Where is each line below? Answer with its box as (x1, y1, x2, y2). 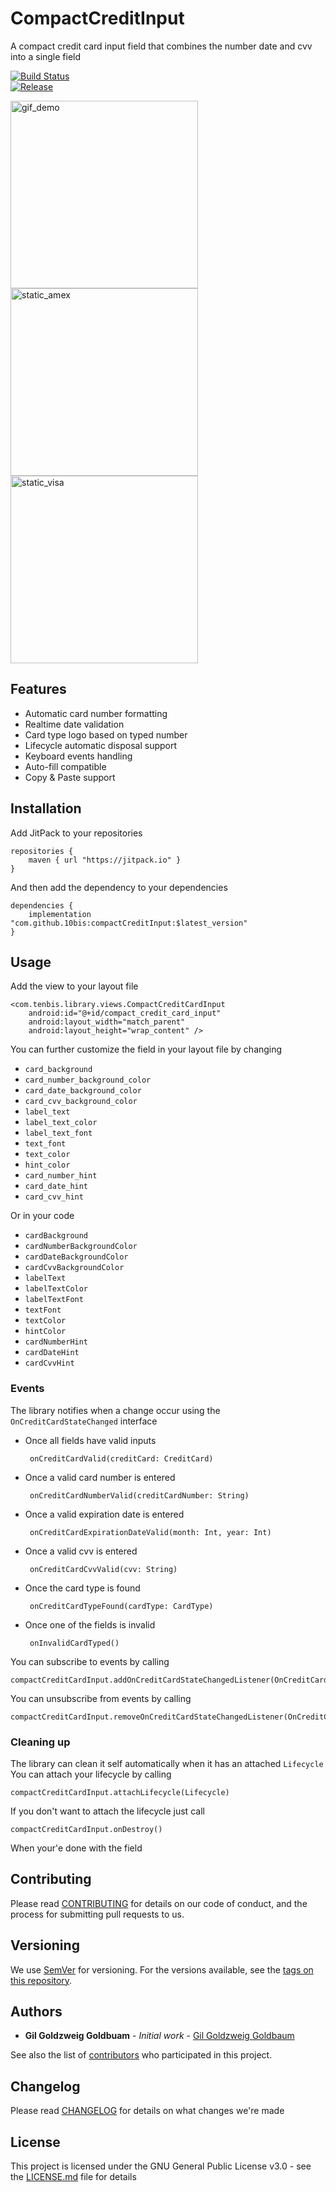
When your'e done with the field (10, 1842, 143, 1854)
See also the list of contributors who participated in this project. (10, 2049, 273, 2061)
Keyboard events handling (24, 750, 133, 762)
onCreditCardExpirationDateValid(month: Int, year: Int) (29, 1527, 272, 1537)
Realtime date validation (24, 718, 125, 730)
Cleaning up (10, 1735, 71, 1749)
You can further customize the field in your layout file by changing (10, 1043, 283, 1056)
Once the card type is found (24, 1582, 141, 1594)
